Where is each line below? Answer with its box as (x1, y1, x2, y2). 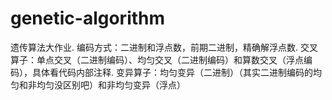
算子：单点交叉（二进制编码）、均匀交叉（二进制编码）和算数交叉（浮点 (10, 53, 304, 66)
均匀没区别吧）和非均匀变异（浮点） (36, 78, 186, 91)
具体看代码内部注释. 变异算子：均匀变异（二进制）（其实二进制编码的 (31, 66, 313, 78)
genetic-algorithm (10, 7, 166, 30)
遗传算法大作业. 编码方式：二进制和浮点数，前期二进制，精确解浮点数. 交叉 (10, 41, 318, 53)
